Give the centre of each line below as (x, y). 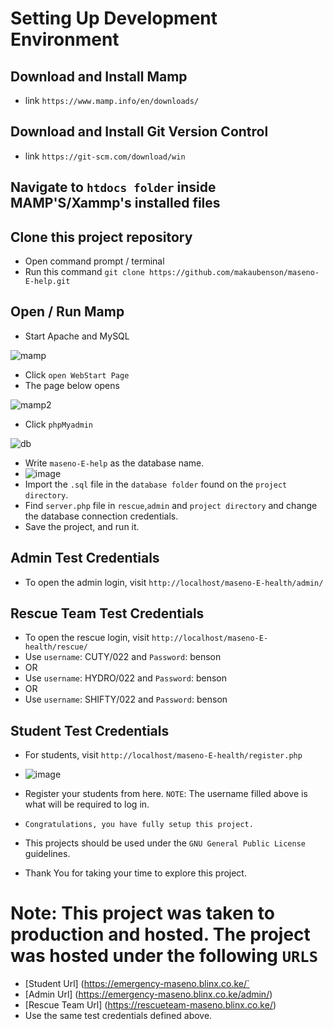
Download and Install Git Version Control (139, 132)
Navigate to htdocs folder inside (113, 187)
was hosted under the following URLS (164, 956)
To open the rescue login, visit (87, 638)
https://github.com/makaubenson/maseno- (234, 273)
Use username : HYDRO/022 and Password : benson (126, 678)
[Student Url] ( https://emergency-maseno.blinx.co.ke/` (137, 984)
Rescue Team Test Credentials (107, 613)
